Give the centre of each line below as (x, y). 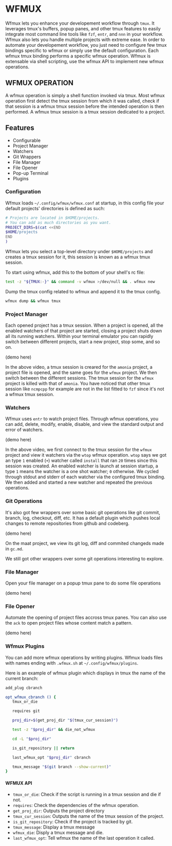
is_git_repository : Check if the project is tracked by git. (73, 822)
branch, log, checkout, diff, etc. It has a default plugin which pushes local (83, 518)
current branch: (22, 678)
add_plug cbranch (24, 688)
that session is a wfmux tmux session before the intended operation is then (85, 106)
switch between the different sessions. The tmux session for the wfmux (80, 378)
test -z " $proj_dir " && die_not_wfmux (54, 730)
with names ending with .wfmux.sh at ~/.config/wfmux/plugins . (72, 663)
